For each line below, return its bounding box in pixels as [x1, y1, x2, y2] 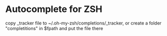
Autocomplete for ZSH [5, 3, 103, 15]
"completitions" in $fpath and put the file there [5, 25, 103, 31]
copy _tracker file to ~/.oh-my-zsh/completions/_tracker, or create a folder [5, 20, 162, 26]
